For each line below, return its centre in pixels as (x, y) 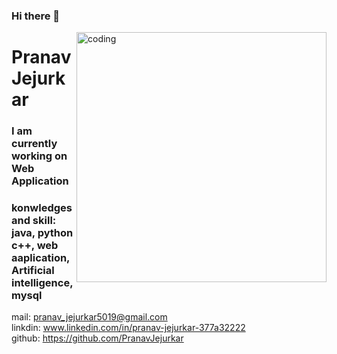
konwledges (42, 207)
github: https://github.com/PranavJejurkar (97, 338)
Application (40, 181)
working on (39, 156)
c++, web (35, 245)
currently (34, 144)
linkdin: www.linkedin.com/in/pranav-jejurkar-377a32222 (128, 328)
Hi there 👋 (36, 16)
